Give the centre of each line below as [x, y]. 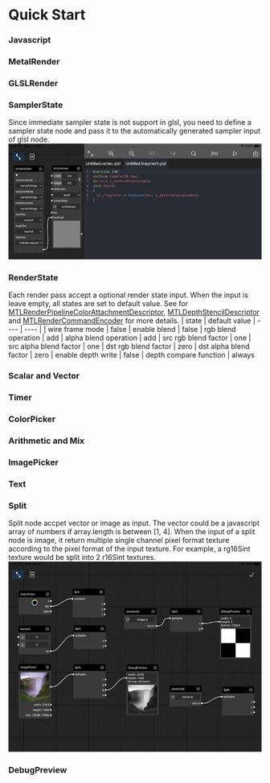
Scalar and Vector [44, 376]
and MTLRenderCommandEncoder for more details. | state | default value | [132, 321]
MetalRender [34, 62]
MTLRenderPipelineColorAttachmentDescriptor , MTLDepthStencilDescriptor [134, 313]
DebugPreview [38, 769]
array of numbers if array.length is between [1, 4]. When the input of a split [132, 531]
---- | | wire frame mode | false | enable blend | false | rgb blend [130, 329]
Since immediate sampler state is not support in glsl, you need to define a [130, 122]
